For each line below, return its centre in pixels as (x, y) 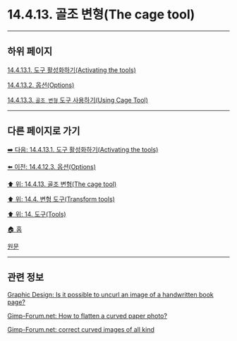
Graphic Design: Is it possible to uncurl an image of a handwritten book (110, 295)
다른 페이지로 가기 (44, 131)
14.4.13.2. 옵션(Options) (41, 85)
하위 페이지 (30, 51)
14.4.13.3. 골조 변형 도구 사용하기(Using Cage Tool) (78, 100)
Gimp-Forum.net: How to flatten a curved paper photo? (87, 316)
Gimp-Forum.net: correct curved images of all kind (81, 330)
